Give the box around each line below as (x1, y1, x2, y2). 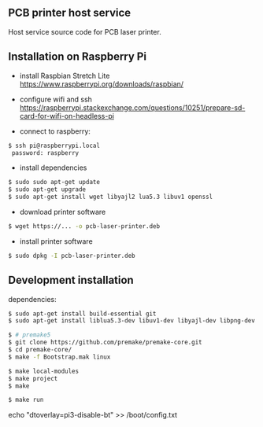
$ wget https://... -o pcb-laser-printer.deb (8, 223, 160, 230)
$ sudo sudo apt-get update (8, 179, 101, 186)
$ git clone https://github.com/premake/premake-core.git (8, 338, 202, 347)
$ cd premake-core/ (8, 346, 72, 354)
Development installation (8, 274, 134, 287)
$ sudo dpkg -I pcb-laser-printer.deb (8, 252, 135, 260)
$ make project (8, 374, 58, 382)
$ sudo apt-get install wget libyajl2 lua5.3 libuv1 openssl (8, 193, 213, 201)
